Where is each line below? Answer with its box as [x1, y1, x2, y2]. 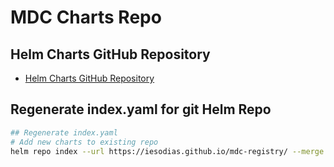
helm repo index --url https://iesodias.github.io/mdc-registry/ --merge [10, 146, 325, 156]
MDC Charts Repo [10, 6, 162, 29]
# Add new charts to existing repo [10, 137, 159, 147]
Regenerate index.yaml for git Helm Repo [10, 101, 272, 118]
